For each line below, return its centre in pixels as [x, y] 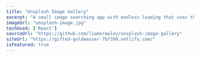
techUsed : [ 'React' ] [32, 28]
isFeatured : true [28, 45]
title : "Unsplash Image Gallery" [48, 12]
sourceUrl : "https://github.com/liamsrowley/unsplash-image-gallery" [94, 34]
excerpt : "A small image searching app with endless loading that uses [97, 17]
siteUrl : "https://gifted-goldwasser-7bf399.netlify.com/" [81, 39]
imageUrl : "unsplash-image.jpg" [46, 23]
